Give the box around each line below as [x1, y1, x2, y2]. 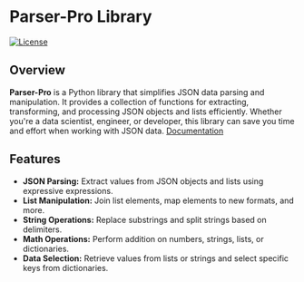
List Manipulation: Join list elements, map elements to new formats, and [22, 195, 295, 206]
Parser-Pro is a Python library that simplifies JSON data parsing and [9, 86, 265, 97]
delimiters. [22, 224, 63, 235]
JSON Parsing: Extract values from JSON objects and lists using [22, 175, 264, 187]
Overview [9, 63, 66, 78]
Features [9, 151, 61, 167]
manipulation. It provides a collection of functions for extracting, [9, 96, 250, 107]
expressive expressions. [22, 185, 113, 196]
